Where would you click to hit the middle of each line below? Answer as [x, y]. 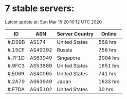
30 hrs [106, 89]
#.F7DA [16, 89]
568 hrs [107, 42]
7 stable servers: [40, 8]
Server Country [75, 33]
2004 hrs [109, 58]
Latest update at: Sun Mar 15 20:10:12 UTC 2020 [54, 22]
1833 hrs [109, 82]
